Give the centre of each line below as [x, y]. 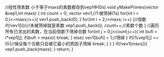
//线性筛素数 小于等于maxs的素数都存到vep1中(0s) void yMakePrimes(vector [82, 7]
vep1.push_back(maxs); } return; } [39, 49]
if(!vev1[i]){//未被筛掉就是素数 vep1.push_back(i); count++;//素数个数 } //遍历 [82, 25]
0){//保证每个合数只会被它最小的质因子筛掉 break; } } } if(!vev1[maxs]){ [76, 44]
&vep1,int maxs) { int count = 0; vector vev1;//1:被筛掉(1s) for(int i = [72, 13]
